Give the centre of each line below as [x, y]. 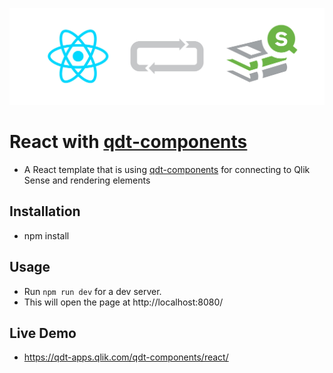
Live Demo [43, 333]
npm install [46, 235]
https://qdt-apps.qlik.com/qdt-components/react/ [126, 357]
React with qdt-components [128, 142]
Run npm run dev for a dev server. [92, 291]
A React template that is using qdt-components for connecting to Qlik [167, 169]
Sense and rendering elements [87, 180]
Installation [45, 211]
